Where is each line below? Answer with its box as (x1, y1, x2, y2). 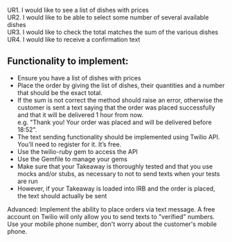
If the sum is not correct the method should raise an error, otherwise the (17, 96, 224, 104)
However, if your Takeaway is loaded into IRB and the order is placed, (17, 184, 216, 193)
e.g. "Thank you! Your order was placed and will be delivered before (17, 118, 213, 126)
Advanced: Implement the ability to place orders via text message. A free (7, 205, 215, 214)
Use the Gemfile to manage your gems (17, 155, 128, 163)
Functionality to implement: (7, 55, 129, 67)
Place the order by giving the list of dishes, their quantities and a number (17, 81, 225, 89)
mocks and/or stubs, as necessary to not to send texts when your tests (17, 169, 220, 178)
